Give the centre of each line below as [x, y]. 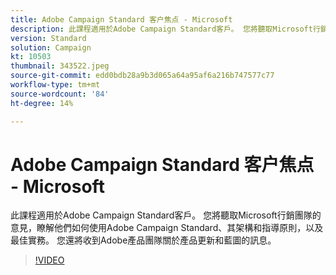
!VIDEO [49, 260]
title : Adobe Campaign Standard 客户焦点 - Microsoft [121, 19]
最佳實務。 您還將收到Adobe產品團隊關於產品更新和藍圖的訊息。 [143, 240]
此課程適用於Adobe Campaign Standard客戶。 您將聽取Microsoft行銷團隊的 [166, 215]
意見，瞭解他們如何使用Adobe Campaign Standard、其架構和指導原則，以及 [167, 228]
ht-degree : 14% [42, 103]
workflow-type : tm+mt [55, 85]
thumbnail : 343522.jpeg [60, 66]
